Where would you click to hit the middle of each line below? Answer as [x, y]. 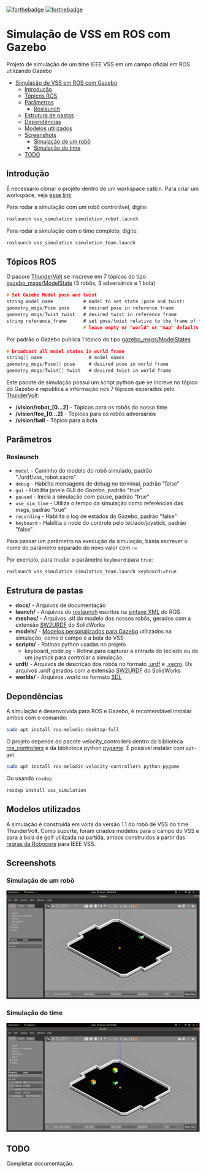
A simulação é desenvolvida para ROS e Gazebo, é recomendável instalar [99, 711]
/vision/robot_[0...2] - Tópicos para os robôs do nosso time [91, 408]
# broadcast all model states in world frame [65, 351]
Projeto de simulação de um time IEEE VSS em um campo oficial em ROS [98, 64]
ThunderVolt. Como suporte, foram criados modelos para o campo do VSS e [103, 830]
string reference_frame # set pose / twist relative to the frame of [101, 321]
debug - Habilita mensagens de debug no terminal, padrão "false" [97, 483]
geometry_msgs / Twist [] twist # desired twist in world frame [89, 371]
